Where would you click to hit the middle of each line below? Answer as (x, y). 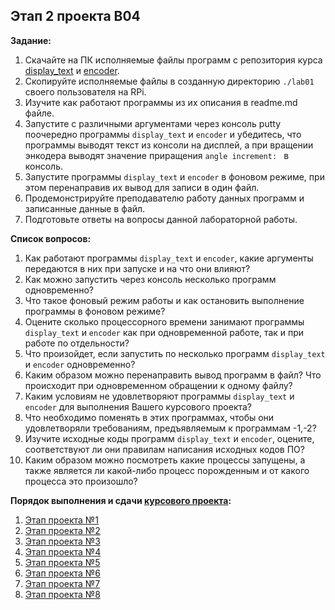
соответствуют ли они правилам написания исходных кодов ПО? (164, 449)
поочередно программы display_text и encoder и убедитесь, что (163, 134)
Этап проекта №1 (61, 520)
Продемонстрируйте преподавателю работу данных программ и (164, 198)
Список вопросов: (51, 238)
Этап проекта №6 (62, 573)
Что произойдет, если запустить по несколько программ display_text (175, 353)
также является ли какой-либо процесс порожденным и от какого (167, 470)
